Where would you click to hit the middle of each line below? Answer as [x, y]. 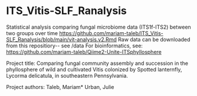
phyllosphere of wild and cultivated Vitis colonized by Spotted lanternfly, [94, 69]
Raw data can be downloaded [154, 39]
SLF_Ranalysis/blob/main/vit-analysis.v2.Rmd [61, 39]
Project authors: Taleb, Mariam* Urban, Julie [60, 87]
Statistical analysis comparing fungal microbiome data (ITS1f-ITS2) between [99, 27]
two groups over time [32, 33]
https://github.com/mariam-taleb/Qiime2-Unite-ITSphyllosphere [84, 52]
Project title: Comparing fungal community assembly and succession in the [97, 63]
